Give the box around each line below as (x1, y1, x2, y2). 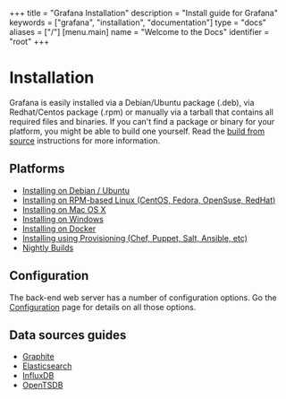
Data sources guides (9, 327, 127, 343)
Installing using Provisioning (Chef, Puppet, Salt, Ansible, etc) (21, 232, 248, 243)
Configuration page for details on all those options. (9, 301, 197, 312)
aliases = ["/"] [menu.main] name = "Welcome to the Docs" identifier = (9, 27, 270, 37)
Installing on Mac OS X (21, 204, 106, 214)
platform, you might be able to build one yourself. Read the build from (9, 126, 265, 136)
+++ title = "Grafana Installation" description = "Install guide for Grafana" (9, 8, 279, 18)
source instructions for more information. (9, 134, 161, 146)
